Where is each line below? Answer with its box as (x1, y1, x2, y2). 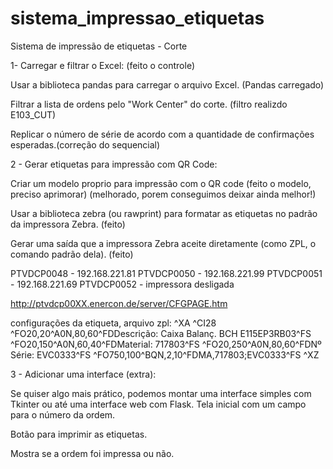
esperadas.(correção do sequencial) (10, 138, 161, 151)
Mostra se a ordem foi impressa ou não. (10, 447, 175, 459)
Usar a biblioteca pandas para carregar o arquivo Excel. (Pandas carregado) (10, 78, 325, 91)
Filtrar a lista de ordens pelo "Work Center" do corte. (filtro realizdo (10, 98, 288, 110)
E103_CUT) (10, 108, 57, 121)
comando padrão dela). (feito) (10, 248, 134, 260)
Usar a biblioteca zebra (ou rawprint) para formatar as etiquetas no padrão (10, 207, 318, 219)
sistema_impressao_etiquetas (10, 7, 265, 30)
